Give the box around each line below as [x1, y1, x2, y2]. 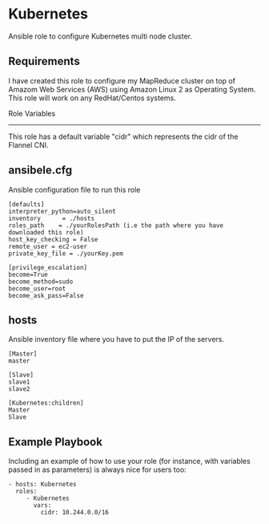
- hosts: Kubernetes [8, 481, 78, 489]
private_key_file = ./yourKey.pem [8, 250, 124, 258]
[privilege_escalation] [8, 263, 88, 271]
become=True [8, 270, 48, 278]
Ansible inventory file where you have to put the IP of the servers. [8, 335, 225, 344]
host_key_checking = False [8, 235, 98, 243]
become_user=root [8, 284, 66, 293]
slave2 [8, 385, 30, 393]
